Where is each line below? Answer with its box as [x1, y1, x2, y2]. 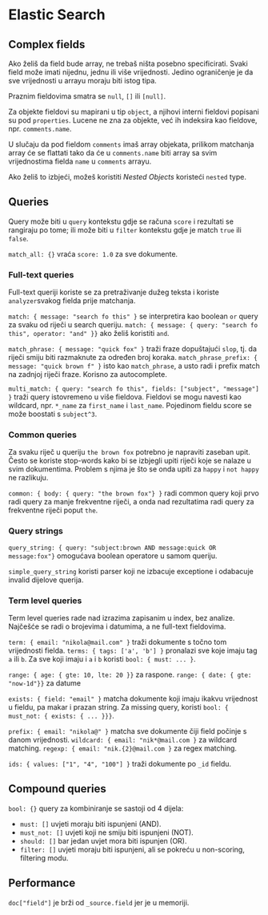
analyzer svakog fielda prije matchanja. [8, 296, 136, 306]
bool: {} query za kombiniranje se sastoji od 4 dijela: [8, 804, 184, 813]
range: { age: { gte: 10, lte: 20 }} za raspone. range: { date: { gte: [8, 670, 252, 679]
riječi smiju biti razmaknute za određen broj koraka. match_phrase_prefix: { [8, 353, 258, 362]
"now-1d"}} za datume [8, 678, 82, 687]
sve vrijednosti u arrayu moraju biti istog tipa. [8, 76, 158, 85]
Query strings [8, 525, 64, 536]
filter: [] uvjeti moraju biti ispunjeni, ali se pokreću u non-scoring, [19, 844, 246, 854]
